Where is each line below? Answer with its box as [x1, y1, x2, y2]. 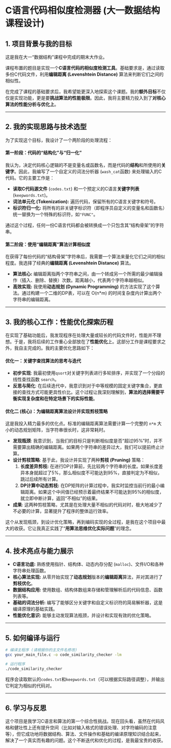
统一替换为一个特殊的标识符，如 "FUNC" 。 [12, 211, 98, 217]
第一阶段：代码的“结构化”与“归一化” [5, 149, 82, 156]
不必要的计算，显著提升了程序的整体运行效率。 [12, 508, 111, 514]
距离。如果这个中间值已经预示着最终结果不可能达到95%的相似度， [24, 489, 164, 495]
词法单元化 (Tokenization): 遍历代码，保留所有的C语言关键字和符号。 [12, 199, 159, 205]
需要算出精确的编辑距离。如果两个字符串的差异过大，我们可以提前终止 [12, 444, 160, 450]
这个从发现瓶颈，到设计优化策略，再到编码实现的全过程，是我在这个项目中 [5, 519, 161, 525]
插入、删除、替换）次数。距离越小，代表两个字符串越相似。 [21, 277, 147, 283]
